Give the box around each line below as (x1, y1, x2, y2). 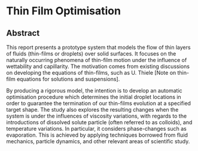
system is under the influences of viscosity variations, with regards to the (6, 112, 187, 119)
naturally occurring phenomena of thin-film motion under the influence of (6, 57, 187, 63)
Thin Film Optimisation (6, 4, 121, 18)
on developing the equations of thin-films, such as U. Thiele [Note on (6, 69, 176, 76)
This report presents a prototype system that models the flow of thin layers (6, 44, 191, 51)
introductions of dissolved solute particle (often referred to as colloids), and (6, 119, 193, 126)
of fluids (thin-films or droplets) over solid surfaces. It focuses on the (6, 50, 176, 57)
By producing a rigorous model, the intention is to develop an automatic (6, 87, 182, 94)
